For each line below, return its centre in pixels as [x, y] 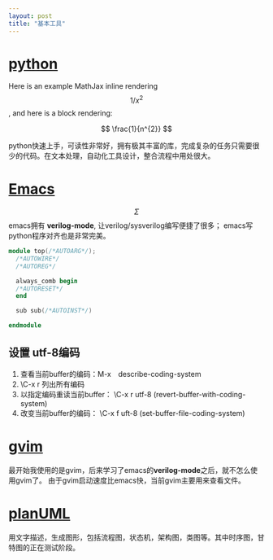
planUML [39, 513]
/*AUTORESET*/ [39, 289]
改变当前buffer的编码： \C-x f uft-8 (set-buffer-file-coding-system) [132, 413]
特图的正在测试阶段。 [44, 547]
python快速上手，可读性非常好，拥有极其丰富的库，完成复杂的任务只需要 [130, 146]
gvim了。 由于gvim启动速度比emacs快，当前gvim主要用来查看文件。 [130, 480]
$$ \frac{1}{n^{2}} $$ [136, 129]
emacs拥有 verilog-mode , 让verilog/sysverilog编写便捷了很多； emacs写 [131, 225]
